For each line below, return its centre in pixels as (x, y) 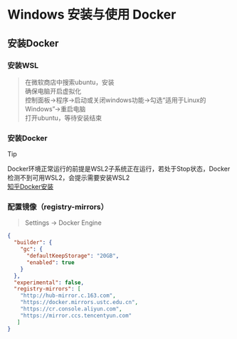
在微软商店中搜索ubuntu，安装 (70, 82)
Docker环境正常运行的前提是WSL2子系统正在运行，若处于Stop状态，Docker (119, 169)
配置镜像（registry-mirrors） (58, 207)
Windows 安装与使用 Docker (92, 15)
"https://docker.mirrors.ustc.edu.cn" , (79, 303)
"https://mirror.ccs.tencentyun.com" (76, 315)
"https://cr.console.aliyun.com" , (71, 309)
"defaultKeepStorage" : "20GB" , (73, 256)
